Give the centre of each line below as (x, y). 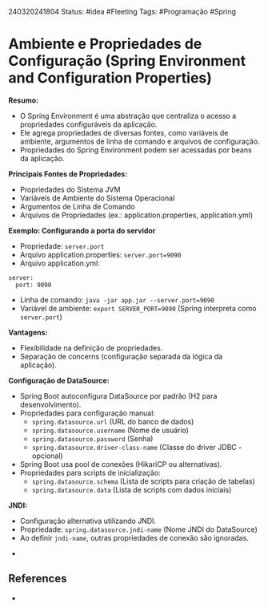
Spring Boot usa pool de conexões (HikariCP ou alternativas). (121, 464)
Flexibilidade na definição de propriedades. (91, 347)
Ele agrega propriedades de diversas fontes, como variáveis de (124, 132)
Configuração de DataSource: (59, 380)
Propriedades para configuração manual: (88, 413)
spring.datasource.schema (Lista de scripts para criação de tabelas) (144, 481)
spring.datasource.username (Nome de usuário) (110, 430)
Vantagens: (28, 332)
